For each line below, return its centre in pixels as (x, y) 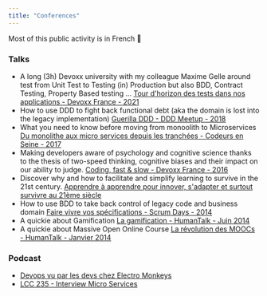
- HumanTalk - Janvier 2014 (65, 237)
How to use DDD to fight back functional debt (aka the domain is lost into (139, 110)
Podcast (25, 258)
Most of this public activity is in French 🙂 (75, 38)
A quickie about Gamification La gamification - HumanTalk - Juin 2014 (135, 220)
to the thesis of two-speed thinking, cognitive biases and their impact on (139, 161)
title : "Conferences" (44, 16)
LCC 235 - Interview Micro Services (79, 284)
